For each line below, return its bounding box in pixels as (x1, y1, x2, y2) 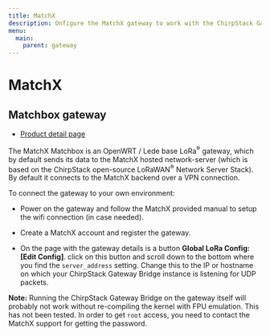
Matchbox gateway (8, 107, 107, 121)
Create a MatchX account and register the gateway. (19, 228, 191, 237)
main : (15, 34, 35, 43)
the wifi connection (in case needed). (19, 213, 145, 222)
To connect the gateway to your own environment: (8, 188, 175, 198)
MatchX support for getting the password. (8, 318, 147, 329)
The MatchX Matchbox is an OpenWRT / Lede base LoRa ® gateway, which (8, 145, 255, 156)
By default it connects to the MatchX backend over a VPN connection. (8, 173, 240, 183)
